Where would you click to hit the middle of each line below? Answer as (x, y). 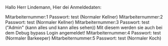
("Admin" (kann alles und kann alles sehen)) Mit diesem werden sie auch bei (84, 27)
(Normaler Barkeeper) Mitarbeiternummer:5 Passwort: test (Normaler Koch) (83, 38)
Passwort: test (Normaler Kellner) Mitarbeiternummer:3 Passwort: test (77, 22)
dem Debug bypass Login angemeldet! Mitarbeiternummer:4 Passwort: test (83, 33)
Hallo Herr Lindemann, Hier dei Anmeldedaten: (53, 7)
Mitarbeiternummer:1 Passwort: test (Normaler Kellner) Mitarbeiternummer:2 (84, 17)
